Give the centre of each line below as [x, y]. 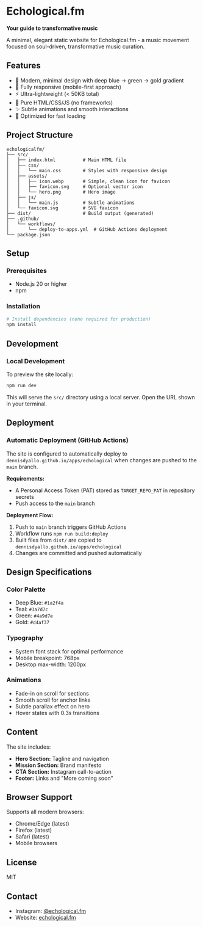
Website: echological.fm [45, 918]
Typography [25, 638]
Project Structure [40, 135]
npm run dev [21, 385]
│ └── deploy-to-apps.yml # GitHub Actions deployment [87, 229]
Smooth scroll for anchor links [53, 700]
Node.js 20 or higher [41, 284]
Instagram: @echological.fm [51, 911]
